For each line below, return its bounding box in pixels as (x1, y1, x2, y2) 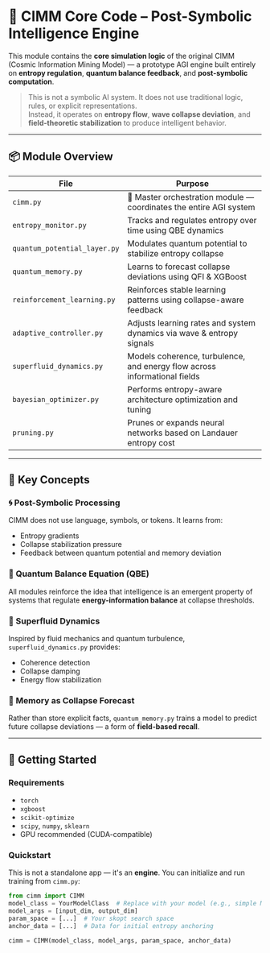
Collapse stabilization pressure (19, 540, 122, 549)
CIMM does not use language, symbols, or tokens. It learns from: (8, 516, 223, 525)
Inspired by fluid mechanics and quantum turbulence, (8, 634, 186, 644)
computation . (8, 77, 55, 86)
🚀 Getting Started (8, 752, 97, 766)
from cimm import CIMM (8, 892, 84, 901)
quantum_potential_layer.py (12, 243, 120, 253)
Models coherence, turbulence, (127, 350, 246, 362)
